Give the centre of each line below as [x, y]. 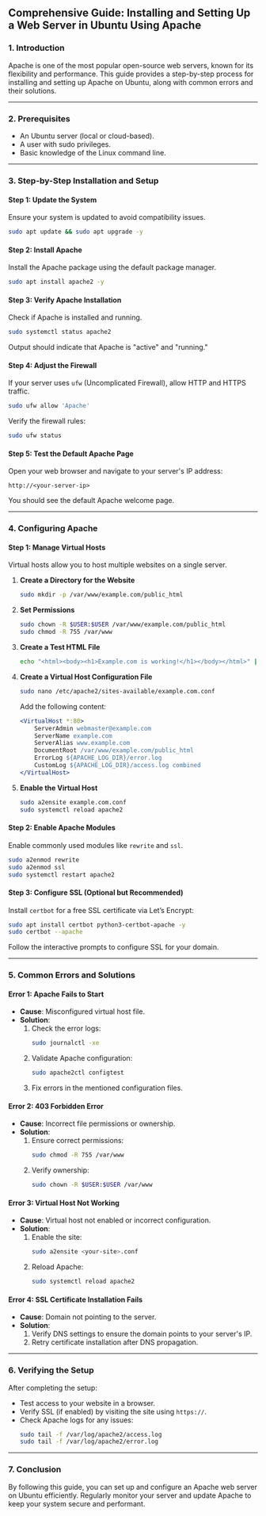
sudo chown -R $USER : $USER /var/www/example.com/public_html [123, 625]
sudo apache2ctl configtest [78, 1073]
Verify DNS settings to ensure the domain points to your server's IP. [142, 1334]
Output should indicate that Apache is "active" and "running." [108, 347]
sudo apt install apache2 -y [56, 282]
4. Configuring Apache [53, 528]
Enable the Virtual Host [59, 788]
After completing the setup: [53, 1387]
